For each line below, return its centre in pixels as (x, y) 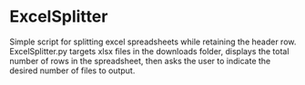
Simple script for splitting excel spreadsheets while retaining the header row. (153, 42)
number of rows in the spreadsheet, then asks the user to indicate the (140, 61)
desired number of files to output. (72, 71)
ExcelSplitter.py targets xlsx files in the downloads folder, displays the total (149, 51)
